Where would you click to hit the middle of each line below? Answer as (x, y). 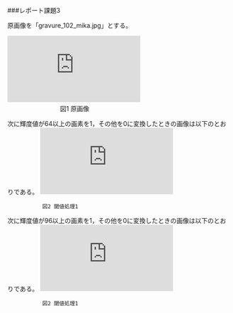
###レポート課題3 (34, 10)
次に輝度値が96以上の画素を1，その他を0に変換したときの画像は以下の (110, 221)
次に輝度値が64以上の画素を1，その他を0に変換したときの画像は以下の (111, 124)
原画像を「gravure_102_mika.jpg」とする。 (70, 25)
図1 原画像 (75, 109)
